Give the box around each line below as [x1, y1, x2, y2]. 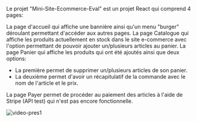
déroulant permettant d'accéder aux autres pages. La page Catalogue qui [6, 29, 189, 37]
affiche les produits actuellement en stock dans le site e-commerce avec [6, 36, 187, 43]
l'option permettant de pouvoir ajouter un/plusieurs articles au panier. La [6, 42, 186, 49]
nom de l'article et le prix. [14, 79, 78, 87]
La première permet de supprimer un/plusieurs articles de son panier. [14, 67, 188, 74]
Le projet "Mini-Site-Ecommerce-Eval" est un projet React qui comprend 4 [6, 5, 191, 12]
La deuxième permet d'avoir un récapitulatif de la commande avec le [14, 73, 186, 80]
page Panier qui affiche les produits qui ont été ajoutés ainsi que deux [6, 49, 180, 56]
